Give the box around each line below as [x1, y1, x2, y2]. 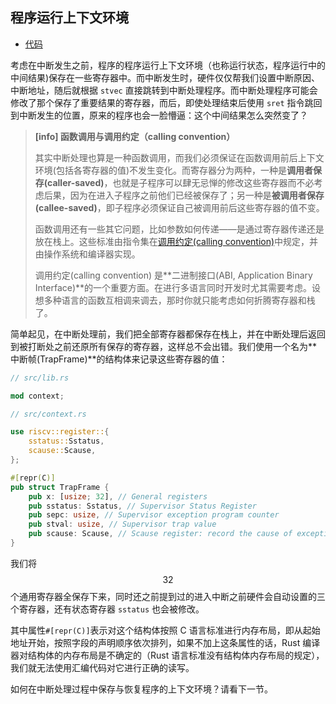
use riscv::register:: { [10, 427, 110, 437]
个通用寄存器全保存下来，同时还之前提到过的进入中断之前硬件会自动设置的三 [10, 590, 326, 602]
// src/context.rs [10, 409, 87, 419]
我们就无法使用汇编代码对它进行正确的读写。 [10, 661, 195, 673]
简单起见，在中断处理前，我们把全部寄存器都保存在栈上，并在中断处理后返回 [10, 328, 326, 340]
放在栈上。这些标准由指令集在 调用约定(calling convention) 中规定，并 [34, 235, 319, 247]
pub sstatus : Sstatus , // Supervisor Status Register [28, 501, 257, 511]
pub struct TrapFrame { [10, 482, 110, 492]
